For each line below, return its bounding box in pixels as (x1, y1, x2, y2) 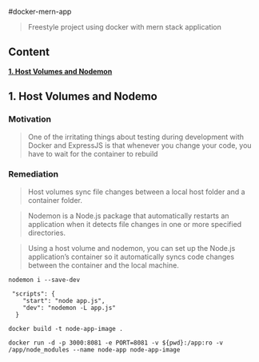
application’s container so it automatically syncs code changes (27, 252, 234, 261)
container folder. (27, 195, 82, 205)
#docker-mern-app (8, 7, 72, 16)
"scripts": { (11, 289, 56, 298)
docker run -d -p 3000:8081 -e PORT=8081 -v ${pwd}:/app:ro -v (8, 339, 224, 347)
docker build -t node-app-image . (8, 324, 124, 332)
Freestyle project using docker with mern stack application (27, 22, 222, 31)
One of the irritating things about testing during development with (27, 132, 245, 141)
